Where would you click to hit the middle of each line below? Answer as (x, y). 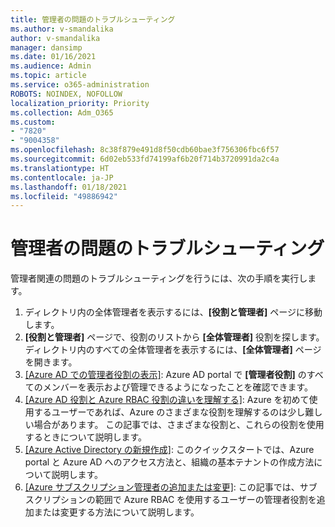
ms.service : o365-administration (80, 85)
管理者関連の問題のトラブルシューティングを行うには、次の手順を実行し (159, 278)
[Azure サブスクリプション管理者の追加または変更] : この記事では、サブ (171, 487)
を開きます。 (51, 362)
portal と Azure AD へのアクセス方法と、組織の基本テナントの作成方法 (169, 462)
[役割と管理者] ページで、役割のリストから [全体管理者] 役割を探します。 (174, 337)
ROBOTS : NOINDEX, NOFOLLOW (66, 94)
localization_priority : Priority (80, 103)
